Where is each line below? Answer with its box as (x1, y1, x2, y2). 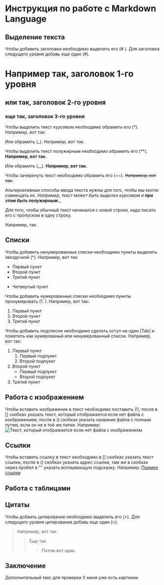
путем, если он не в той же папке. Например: (5, 422, 101, 428)
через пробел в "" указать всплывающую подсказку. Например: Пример (5, 464, 158, 471)
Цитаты (5, 501, 30, 509)
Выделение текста (5, 33, 65, 41)
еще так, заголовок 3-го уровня (5, 113, 85, 120)
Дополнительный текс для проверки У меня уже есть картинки (5, 575, 139, 581)
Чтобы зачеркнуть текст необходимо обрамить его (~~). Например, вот (5, 172, 157, 178)
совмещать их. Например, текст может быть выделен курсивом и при (5, 192, 153, 198)
